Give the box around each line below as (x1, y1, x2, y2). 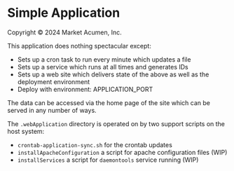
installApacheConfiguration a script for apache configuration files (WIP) (17, 148, 228, 156)
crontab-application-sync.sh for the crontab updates (17, 140, 173, 149)
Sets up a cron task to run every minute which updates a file (17, 55, 191, 64)
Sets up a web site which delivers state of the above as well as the (17, 70, 209, 78)
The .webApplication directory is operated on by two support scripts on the (7, 119, 226, 128)
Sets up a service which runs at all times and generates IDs (17, 62, 189, 71)
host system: (7, 127, 45, 135)
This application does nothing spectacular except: (7, 41, 152, 50)
